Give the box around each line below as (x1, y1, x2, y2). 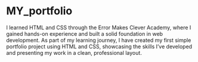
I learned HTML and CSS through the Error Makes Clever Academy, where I (6, 24, 191, 31)
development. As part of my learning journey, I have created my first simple (6, 36, 191, 44)
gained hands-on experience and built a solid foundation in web (6, 30, 163, 37)
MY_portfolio (6, 4, 73, 18)
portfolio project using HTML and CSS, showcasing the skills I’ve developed (6, 43, 193, 50)
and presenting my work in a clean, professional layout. (6, 49, 142, 56)
